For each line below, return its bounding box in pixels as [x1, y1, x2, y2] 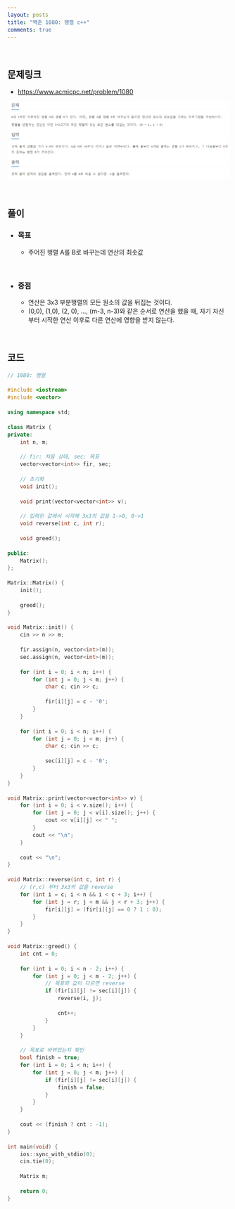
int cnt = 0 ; [20, 950, 58, 957]
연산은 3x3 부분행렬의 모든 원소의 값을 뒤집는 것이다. [27, 298, 172, 306]
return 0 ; [20, 1187, 49, 1195]
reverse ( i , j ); [57, 995, 102, 1002]
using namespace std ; [7, 409, 71, 416]
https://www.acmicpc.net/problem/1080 [17, 88, 134, 96]
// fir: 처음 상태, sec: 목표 [20, 454, 100, 461]
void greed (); [20, 535, 61, 542]
